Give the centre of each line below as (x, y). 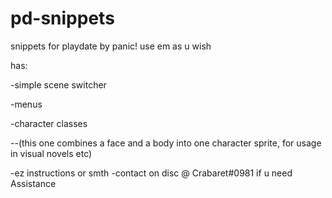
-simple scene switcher (58, 84)
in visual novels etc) (51, 153)
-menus (26, 104)
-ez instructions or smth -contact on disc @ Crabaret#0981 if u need (151, 173)
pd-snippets (62, 18)
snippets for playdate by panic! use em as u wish (111, 46)
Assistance (33, 183)
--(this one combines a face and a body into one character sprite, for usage (166, 143)
